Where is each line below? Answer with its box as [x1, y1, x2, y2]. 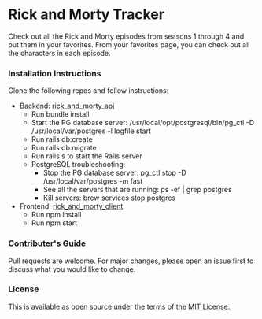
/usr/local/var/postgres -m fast [42, 176, 143, 186]
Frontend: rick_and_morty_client [19, 202, 124, 211]
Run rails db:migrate [31, 143, 97, 153]
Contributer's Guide [8, 238, 87, 249]
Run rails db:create [31, 135, 93, 144]
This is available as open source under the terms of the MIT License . [8, 302, 231, 311]
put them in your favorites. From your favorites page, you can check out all [8, 39, 250, 49]
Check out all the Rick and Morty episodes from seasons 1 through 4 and [8, 32, 245, 41]
